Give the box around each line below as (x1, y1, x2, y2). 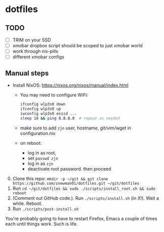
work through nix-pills (12, 48, 59, 54)
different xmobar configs (12, 54, 65, 60)
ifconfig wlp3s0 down (20, 102, 66, 107)
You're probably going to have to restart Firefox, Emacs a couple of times (5, 215, 157, 221)
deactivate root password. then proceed (27, 166, 112, 172)
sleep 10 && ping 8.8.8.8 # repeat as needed (20, 116, 120, 121)
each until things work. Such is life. (5, 220, 78, 227)
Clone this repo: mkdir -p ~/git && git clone (12, 175, 108, 182)
